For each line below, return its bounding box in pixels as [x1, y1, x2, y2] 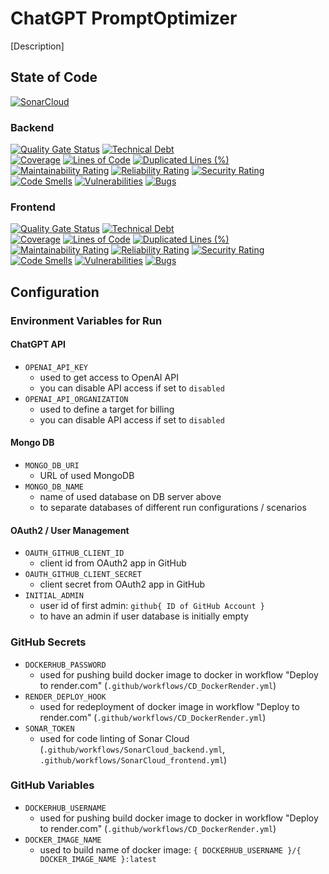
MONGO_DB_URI [24, 461, 80, 471]
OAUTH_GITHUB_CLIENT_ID [24, 548, 125, 559]
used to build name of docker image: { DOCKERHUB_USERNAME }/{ [39, 843, 302, 856]
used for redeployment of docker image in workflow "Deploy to [39, 700, 300, 712]
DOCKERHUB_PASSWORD [24, 660, 107, 670]
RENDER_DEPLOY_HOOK [24, 692, 107, 702]
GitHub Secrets [10, 635, 87, 649]
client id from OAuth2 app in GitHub [39, 557, 187, 569]
